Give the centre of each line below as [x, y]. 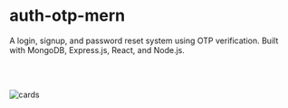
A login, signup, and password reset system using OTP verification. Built [144, 40]
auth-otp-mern [67, 16]
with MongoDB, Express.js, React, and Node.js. [97, 49]
